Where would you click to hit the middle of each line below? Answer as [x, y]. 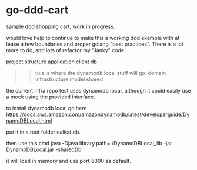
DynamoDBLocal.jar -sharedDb [44, 149]
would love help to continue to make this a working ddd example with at [93, 38]
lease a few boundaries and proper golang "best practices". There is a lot [95, 44]
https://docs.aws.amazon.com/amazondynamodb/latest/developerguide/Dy [98, 114]
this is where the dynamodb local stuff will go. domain [101, 73]
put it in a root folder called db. [44, 132]
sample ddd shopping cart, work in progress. [61, 26]
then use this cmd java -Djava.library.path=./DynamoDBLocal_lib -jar [89, 143]
